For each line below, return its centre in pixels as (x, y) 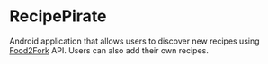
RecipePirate (58, 16)
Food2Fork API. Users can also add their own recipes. (109, 50)
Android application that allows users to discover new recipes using (134, 41)
